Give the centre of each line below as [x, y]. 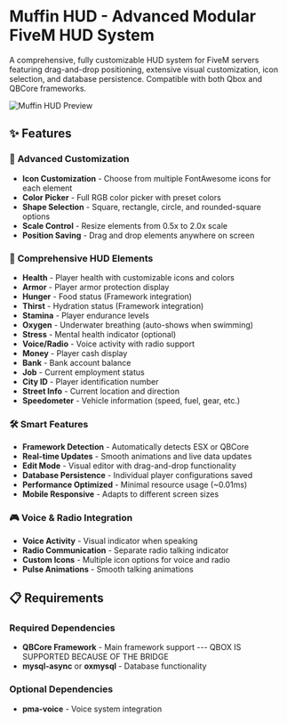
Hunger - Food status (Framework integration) [107, 297]
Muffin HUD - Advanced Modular [132, 16]
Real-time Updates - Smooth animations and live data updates [137, 457]
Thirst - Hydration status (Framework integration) [113, 305]
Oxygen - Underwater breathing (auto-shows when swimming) [138, 325]
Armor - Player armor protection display [96, 287]
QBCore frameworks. [48, 88]
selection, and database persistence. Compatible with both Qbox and [136, 78]
